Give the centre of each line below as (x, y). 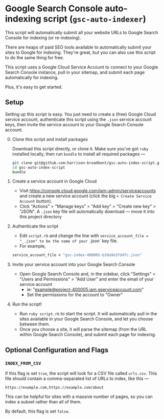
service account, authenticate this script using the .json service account (78, 119)
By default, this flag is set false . (37, 411)
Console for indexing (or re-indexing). (43, 38)
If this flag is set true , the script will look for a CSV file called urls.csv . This (81, 373)
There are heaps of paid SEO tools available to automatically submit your (78, 47)
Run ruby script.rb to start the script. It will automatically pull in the (88, 314)
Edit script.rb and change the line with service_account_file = (84, 236)
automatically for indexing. (32, 77)
